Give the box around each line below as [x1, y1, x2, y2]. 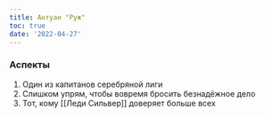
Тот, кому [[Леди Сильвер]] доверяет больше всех [21, 97, 216, 108]
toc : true [9, 21, 46, 30]
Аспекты [9, 58, 51, 71]
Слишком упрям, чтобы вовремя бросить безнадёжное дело [21, 88, 256, 98]
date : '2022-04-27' [9, 29, 82, 38]
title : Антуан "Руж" [9, 12, 87, 22]
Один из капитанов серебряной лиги [21, 79, 163, 90]
